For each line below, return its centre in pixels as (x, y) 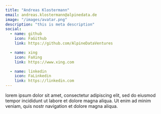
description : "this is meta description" (50, 24)
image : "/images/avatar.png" (36, 19)
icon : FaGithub (31, 39)
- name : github (26, 34)
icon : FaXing (28, 57)
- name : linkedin (28, 71)
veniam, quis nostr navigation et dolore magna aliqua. (62, 106)
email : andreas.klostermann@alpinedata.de (51, 15)
